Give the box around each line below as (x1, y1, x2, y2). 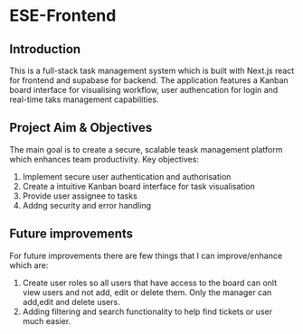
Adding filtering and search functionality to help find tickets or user (22, 306, 273, 317)
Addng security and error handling (22, 199, 152, 210)
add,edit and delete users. (22, 296, 120, 307)
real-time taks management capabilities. (9, 94, 159, 105)
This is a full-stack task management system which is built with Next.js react (9, 65, 295, 76)
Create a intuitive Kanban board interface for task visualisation (22, 181, 256, 191)
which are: (9, 259, 49, 271)
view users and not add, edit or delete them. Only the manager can (22, 286, 272, 298)
